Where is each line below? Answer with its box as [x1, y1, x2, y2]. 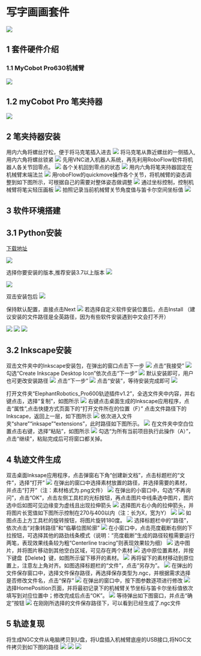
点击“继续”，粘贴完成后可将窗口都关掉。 [6, 435, 106, 442]
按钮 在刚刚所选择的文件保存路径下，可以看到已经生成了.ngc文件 [14, 599, 181, 607]
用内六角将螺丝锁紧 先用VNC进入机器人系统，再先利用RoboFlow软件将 [6, 156, 188, 163]
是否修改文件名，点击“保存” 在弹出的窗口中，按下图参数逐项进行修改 [6, 577, 183, 584]
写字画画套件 [6, 5, 70, 19]
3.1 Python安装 [6, 228, 62, 238]
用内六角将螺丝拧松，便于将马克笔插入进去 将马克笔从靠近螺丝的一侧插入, [6, 149, 196, 156]
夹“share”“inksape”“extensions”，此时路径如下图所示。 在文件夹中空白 [6, 420, 189, 427]
